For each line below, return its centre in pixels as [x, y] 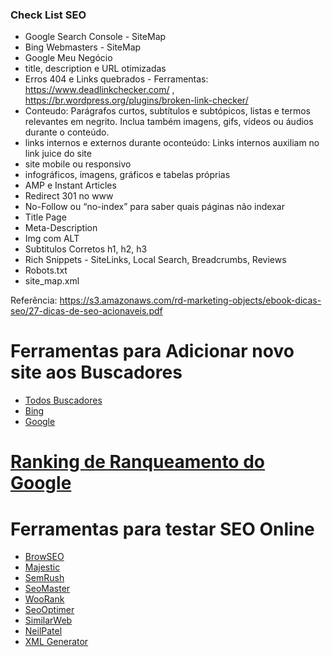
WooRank [44, 599]
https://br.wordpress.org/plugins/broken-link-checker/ [136, 100]
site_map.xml [52, 281]
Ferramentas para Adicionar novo [152, 351]
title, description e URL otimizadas [95, 69]
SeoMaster [47, 589]
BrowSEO [44, 557]
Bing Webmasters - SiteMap [83, 47]
